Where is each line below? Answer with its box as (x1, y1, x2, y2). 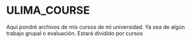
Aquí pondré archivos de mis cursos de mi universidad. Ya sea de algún (6, 23, 185, 30)
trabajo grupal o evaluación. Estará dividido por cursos (6, 29, 143, 36)
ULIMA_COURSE (6, 4, 90, 17)
